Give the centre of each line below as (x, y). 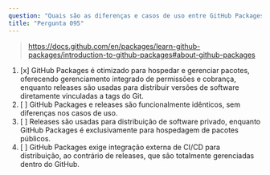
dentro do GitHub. (50, 164)
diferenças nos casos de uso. (69, 112)
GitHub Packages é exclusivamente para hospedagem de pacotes (129, 130)
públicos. (35, 138)
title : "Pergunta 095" (46, 23)
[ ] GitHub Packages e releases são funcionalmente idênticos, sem (130, 104)
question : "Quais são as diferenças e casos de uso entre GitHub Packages (136, 16)
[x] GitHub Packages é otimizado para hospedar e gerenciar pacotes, (135, 70)
